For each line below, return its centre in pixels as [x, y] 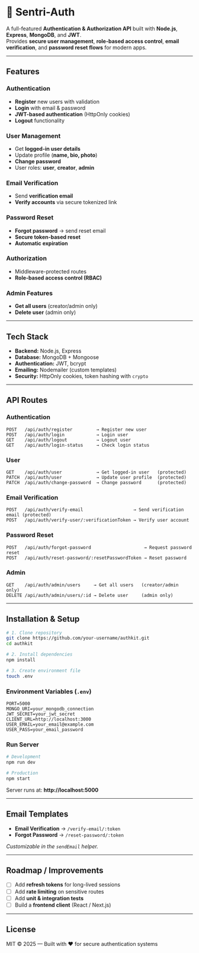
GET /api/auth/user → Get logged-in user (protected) [96, 472]
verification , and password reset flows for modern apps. [76, 47]
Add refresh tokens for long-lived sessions [67, 885]
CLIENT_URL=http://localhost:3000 [49, 719]
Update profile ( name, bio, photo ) [56, 155]
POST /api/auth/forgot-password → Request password [99, 547]
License [21, 930]
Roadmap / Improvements [55, 871]
